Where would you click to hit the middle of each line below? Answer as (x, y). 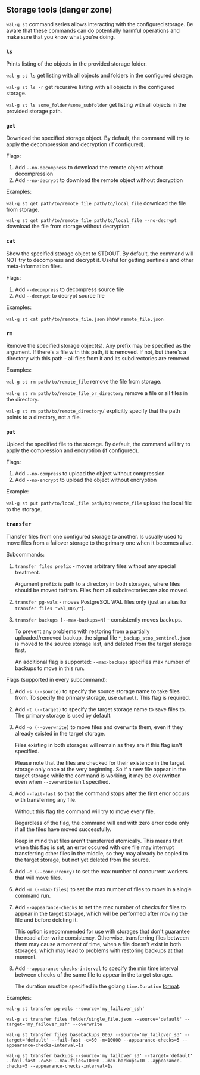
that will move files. (38, 878)
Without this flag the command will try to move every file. (85, 811)
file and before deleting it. (46, 920)
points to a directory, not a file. (44, 417)
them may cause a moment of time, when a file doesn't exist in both (98, 944)
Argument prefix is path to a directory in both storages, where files (97, 583)
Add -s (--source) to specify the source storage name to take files (97, 691)
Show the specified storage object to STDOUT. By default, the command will (100, 254)
